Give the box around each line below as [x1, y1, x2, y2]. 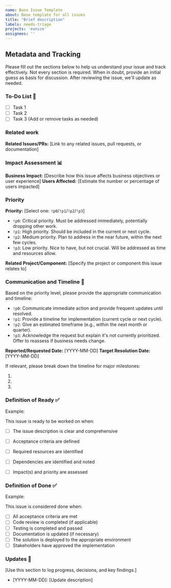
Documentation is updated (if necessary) [12, 531, 99, 537]
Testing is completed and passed [12, 525, 83, 531]
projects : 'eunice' [5, 27, 47, 32]
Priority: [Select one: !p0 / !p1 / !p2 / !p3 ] [5, 208, 85, 214]
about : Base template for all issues [5, 12, 86, 17]
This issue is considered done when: [5, 504, 83, 510]
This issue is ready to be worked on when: [5, 418, 94, 424]
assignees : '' [5, 31, 36, 36]
